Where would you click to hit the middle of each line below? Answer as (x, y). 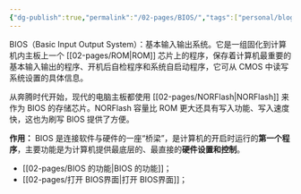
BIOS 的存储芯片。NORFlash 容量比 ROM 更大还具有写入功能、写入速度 (158, 107)
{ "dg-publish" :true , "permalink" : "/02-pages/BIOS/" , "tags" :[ (124, 17)
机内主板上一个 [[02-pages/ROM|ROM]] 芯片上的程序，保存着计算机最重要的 (150, 55)
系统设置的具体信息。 (48, 78)
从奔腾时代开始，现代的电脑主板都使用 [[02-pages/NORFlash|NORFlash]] (144, 97)
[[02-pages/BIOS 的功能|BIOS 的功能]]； (97, 168)
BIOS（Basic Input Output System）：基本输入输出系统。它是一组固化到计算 (148, 44)
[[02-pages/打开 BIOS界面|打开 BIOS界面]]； (105, 179)
